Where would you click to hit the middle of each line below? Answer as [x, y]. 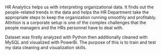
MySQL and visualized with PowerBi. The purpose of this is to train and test [80, 42]
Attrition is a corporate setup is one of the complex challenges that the [76, 22]
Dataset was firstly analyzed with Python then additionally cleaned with [76, 37]
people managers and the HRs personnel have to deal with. [64, 28]
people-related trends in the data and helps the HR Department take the [77, 12]
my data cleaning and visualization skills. [46, 47]
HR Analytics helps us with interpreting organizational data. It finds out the [80, 7]
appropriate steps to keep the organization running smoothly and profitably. [81, 17]
